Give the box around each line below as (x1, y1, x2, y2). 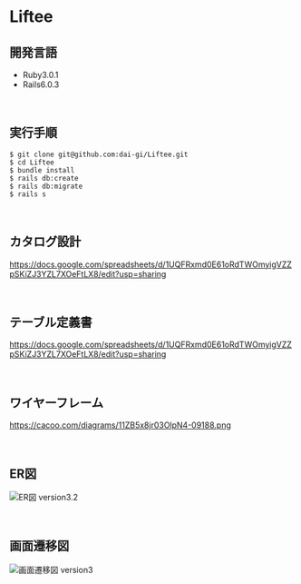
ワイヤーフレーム (9, 395, 104, 411)
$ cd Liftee (9, 157, 54, 167)
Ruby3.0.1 (22, 70, 59, 80)
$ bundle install (9, 165, 75, 174)
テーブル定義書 (9, 315, 92, 331)
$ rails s (9, 189, 47, 199)
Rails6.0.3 (22, 79, 60, 90)
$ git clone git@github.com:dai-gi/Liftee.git (9, 150, 189, 159)
